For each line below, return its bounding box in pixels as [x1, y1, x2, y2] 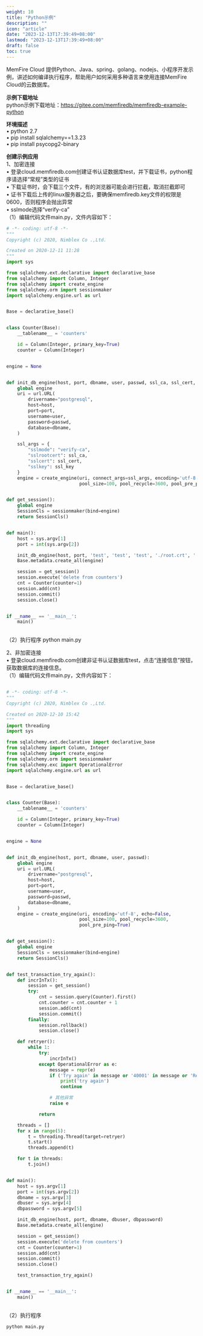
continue [60, 1084, 83, 1090]
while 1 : [28, 1045, 50, 1051]
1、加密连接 [6, 160, 35, 167]
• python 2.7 [6, 127, 37, 135]
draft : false [6, 43, 39, 49]
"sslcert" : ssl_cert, [28, 458, 83, 464]
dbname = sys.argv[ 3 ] [17, 1194, 71, 1200]
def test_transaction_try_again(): [6, 971, 96, 977]
